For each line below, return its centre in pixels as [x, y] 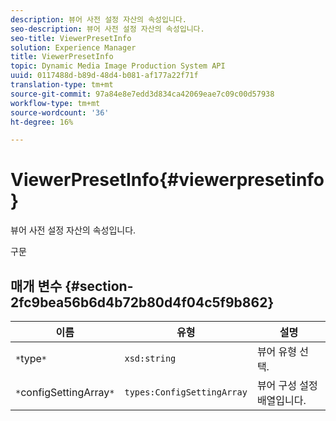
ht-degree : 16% [42, 122]
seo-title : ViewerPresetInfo [71, 38]
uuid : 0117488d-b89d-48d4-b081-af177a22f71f [104, 76]
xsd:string [150, 358]
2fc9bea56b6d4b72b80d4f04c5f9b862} [142, 302]
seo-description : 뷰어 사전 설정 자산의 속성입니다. [107, 29]
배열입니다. [281, 400]
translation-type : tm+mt [62, 85]
